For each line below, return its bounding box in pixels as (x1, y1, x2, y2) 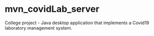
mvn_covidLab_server (5, 3, 99, 15)
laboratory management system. (5, 25, 73, 31)
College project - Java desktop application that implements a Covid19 (5, 20, 149, 26)
